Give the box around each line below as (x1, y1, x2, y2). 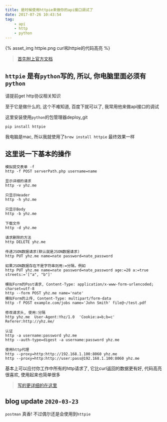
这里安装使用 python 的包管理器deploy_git (5, 114, 88, 120)
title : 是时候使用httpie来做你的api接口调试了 (5, 7, 93, 13)
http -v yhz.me (5, 183, 37, 188)
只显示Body (5, 206, 26, 212)
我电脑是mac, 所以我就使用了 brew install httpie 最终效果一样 (5, 134, 135, 140)
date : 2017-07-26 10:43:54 (5, 12, 61, 17)
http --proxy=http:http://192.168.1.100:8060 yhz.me (5, 351, 117, 357)
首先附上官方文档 (17, 56, 53, 62)
